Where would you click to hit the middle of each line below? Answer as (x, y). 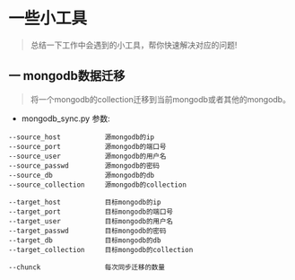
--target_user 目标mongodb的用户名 (91, 221)
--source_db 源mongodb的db (82, 175)
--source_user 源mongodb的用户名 (87, 156)
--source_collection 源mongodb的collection (98, 185)
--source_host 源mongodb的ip (82, 137)
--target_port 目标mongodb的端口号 (91, 212)
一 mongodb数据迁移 (67, 76)
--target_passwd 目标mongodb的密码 (87, 231)
